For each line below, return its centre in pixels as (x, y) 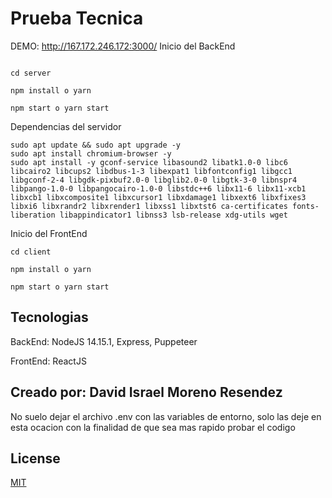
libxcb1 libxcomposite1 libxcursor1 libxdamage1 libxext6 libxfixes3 (158, 197)
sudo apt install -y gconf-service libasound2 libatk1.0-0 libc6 (149, 162)
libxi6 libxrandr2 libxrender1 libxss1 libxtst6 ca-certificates (149, 206)
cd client (31, 252)
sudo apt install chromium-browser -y (91, 153)
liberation (33, 215)
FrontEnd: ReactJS (48, 361)
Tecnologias (49, 317)
